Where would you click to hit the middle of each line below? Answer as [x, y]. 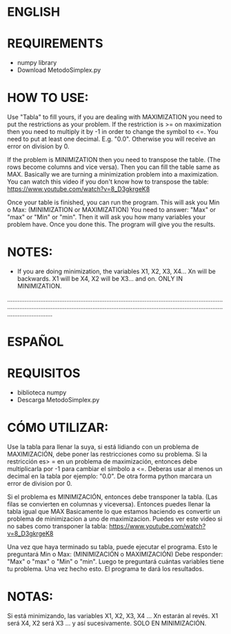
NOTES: [30, 252]
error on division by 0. [39, 146]
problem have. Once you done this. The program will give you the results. [111, 224]
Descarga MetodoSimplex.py [58, 400]
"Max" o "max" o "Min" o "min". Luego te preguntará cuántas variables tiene [115, 562]
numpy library [37, 63]
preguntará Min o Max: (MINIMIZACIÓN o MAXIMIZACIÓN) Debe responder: [115, 554]
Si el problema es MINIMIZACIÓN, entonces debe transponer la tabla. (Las [112, 497]
